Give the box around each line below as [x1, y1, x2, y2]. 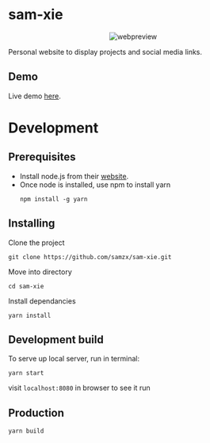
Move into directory [8, 267, 73, 277]
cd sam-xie [8, 282, 44, 290]
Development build [8, 333, 105, 346]
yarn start [8, 369, 44, 377]
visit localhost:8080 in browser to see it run [8, 383, 151, 393]
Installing [8, 216, 55, 231]
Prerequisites [8, 151, 76, 164]
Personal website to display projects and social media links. [8, 47, 203, 56]
